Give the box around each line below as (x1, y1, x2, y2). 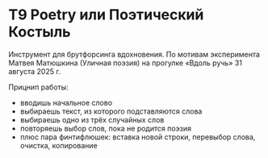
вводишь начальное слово (19, 98, 113, 107)
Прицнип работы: (8, 82, 69, 92)
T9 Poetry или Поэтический (8, 6, 204, 24)
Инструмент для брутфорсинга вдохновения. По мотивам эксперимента (8, 49, 261, 59)
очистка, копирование (19, 140, 98, 150)
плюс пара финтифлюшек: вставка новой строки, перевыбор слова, (19, 131, 256, 142)
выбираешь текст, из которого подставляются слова (19, 106, 203, 116)
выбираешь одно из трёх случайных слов (19, 114, 165, 124)
